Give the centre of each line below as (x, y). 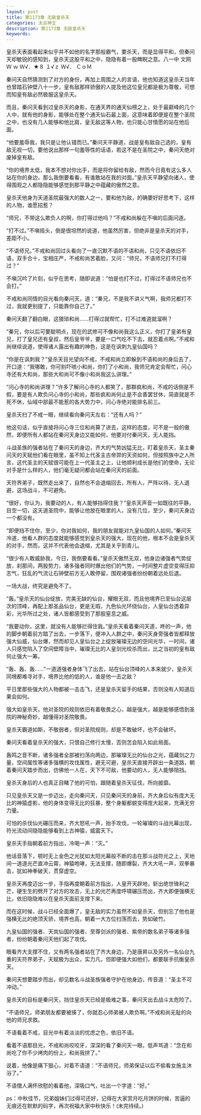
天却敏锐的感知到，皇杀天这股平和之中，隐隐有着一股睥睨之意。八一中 (93, 59)
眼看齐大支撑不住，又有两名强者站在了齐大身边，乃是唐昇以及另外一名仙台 (98, 952)
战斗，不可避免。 (48, 490)
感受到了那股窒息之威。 (103, 613)
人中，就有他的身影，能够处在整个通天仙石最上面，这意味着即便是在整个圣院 (100, 115)
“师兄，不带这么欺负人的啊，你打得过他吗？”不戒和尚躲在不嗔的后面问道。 (98, 218)
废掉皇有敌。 (22, 157)
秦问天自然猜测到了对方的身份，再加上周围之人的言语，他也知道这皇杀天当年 (100, 80)
